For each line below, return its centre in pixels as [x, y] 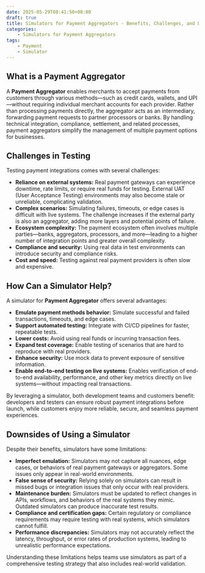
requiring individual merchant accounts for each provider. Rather [113, 104]
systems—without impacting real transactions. [74, 384]
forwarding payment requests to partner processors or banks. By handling [100, 117]
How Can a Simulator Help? [59, 286]
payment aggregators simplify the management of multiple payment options [102, 130]
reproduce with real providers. [53, 351]
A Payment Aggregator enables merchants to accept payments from [93, 91]
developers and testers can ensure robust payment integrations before [95, 402]
